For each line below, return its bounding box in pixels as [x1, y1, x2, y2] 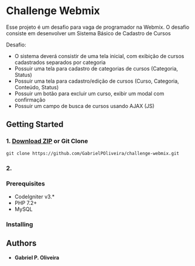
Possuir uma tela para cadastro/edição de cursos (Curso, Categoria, [14, 78, 180, 85]
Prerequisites [6, 180, 45, 188]
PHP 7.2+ [14, 199, 37, 206]
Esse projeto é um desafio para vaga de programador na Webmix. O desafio [6, 23, 190, 31]
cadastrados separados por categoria [14, 59, 106, 66]
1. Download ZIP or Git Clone [6, 137, 88, 145]
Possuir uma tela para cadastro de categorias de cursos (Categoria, [14, 65, 179, 72]
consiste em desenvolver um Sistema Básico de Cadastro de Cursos [6, 29, 171, 36]
